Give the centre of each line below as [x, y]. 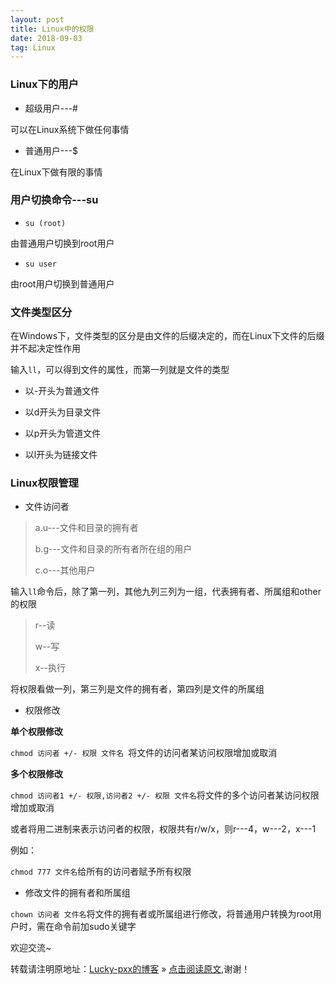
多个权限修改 [36, 774]
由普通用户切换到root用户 [62, 243]
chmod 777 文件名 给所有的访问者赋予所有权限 [101, 872]
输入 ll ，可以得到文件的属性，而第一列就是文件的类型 [120, 370]
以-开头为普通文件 [62, 391]
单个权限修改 [36, 732]
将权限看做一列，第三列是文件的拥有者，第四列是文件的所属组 [137, 689]
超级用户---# [51, 108]
